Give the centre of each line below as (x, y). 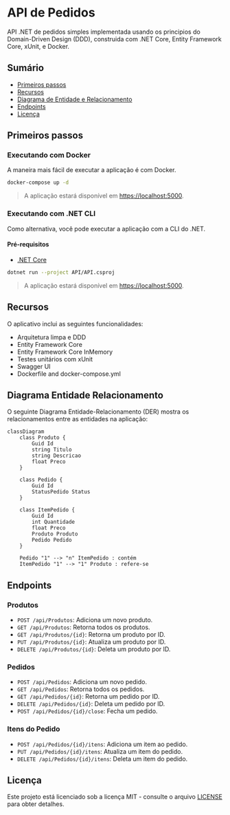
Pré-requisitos (28, 244)
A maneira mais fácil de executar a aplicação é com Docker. (92, 170)
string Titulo (52, 450)
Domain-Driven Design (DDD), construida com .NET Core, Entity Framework (114, 39)
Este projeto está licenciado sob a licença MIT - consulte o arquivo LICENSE (115, 797)
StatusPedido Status (61, 492)
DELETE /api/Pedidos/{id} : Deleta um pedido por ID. (91, 704)
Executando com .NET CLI (51, 213)
